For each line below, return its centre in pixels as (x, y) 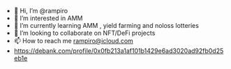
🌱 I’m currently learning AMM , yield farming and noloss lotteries (106, 25)
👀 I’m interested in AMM (48, 18)
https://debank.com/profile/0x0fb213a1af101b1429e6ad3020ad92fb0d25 (119, 51)
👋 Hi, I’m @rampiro (41, 11)
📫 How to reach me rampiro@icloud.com (74, 41)
